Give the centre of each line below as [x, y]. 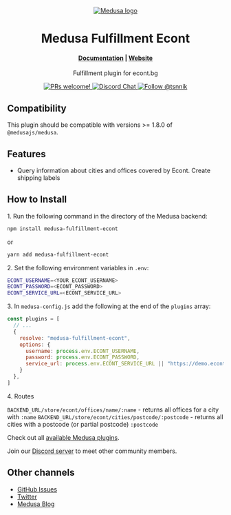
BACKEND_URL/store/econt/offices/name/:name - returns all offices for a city [113, 410]
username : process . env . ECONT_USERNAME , [82, 351]
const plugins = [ [33, 319]
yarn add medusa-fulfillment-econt [58, 254]
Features [26, 154]
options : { [35, 345]
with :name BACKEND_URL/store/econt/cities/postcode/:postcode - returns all [115, 416]
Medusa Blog [36, 504]
